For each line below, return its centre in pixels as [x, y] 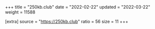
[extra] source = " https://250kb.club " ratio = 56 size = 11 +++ [67, 22]
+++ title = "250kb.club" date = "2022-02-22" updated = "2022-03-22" [78, 7]
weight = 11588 [20, 12]
